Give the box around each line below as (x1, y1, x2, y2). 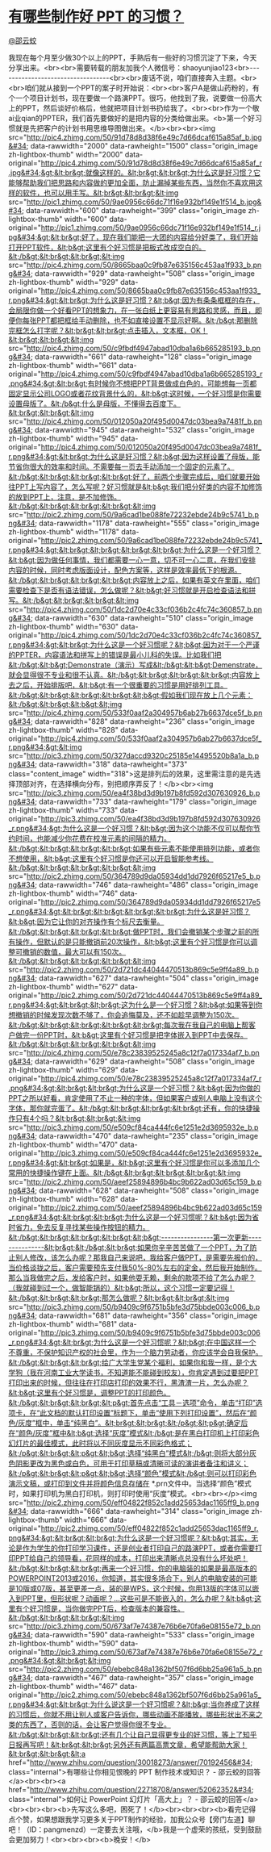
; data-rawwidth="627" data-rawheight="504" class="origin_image (35, 973, 260, 983)
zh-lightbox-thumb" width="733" (8, 805, 119, 815)
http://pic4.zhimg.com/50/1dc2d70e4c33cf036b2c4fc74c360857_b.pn (27, 604, 263, 614)
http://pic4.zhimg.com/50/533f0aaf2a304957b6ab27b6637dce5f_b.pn (27, 708, 263, 717)
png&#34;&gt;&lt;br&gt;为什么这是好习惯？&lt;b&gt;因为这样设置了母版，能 (12, 451, 261, 461)
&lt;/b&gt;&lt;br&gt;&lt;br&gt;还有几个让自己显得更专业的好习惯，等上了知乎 (8, 1729, 257, 1739)
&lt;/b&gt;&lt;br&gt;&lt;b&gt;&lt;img (8, 699, 123, 709)
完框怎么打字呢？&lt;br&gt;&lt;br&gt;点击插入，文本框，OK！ (8, 325, 208, 335)
